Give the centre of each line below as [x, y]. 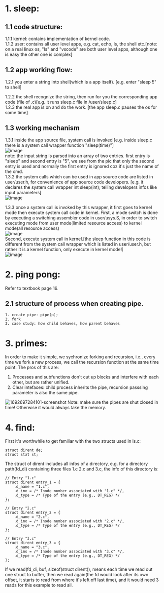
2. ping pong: [33, 274]
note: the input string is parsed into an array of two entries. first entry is [78, 156]
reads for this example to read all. [39, 585]
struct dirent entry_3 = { [33, 543]
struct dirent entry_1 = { [33, 482]
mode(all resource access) [32, 228]
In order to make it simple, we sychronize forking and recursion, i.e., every [80, 357]
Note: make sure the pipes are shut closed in [113, 402]
